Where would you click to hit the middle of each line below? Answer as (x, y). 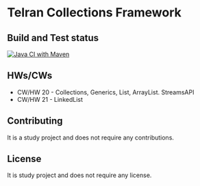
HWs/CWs (30, 76)
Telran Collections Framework (94, 13)
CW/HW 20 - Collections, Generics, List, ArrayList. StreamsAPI (105, 92)
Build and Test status (53, 38)
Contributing (35, 121)
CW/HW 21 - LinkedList (50, 99)
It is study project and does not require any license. (79, 175)
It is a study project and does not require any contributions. (91, 137)
